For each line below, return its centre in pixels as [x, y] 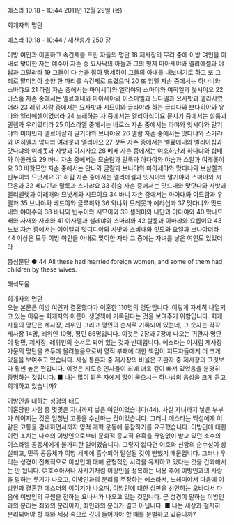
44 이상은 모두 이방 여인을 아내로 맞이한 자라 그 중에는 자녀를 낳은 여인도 [106, 238]
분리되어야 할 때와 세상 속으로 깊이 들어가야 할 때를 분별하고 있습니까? [102, 514]
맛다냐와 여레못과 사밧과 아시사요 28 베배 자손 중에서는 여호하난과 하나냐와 [109, 151]
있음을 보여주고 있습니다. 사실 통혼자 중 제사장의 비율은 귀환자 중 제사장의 [107, 360]
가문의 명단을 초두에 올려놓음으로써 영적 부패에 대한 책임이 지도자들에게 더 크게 [114, 351]
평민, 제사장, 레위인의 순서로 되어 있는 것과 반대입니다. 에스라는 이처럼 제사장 [118, 342]
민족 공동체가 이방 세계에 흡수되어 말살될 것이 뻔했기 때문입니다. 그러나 [123, 453]
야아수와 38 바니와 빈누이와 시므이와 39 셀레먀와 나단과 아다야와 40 [112, 212]
